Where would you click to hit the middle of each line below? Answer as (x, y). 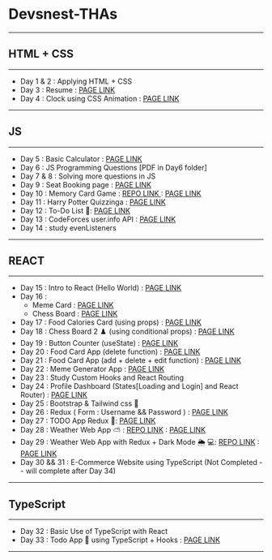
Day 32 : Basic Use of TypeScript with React (94, 532)
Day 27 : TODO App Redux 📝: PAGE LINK (88, 421)
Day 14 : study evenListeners (68, 227)
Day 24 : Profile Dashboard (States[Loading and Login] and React (129, 386)
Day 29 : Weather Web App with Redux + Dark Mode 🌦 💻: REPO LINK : (140, 442)
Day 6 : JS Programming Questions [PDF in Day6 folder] (114, 167)
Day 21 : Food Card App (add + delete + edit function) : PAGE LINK (130, 360)
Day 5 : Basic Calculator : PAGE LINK (81, 158)
